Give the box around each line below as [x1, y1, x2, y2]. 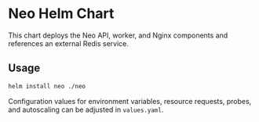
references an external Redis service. [8, 38, 129, 48]
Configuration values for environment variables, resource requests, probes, [8, 96, 252, 106]
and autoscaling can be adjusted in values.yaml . [8, 105, 164, 114]
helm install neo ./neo [8, 82, 86, 90]
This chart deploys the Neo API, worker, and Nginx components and [8, 30, 228, 40]
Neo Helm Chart [8, 5, 115, 23]
